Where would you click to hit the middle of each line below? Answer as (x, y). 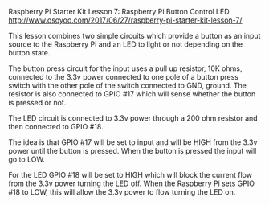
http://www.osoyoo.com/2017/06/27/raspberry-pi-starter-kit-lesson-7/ (125, 20)
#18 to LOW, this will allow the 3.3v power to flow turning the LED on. (122, 192)
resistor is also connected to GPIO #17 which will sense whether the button (132, 94)
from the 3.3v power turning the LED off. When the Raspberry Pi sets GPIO (132, 183)
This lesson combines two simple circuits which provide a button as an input (134, 36)
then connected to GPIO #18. (56, 127)
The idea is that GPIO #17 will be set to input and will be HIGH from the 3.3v (133, 142)
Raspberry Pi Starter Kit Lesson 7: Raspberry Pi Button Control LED (119, 12)
